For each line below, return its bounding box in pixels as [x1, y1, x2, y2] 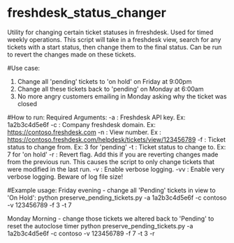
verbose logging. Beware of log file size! [7, 172, 124, 181]
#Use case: [7, 64, 41, 72]
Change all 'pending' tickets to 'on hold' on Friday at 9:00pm [17, 77, 192, 85]
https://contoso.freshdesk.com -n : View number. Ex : [7, 128, 162, 136]
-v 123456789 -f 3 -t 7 [7, 200, 72, 209]
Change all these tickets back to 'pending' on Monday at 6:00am [17, 84, 204, 93]
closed [17, 99, 37, 108]
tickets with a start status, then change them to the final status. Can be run [7, 43, 222, 51]
